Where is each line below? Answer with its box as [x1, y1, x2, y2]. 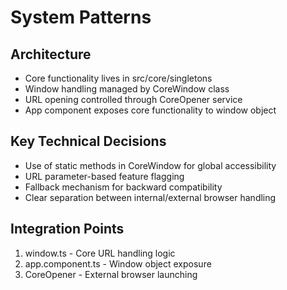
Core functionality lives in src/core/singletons [24, 72, 213, 84]
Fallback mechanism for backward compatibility [24, 181, 223, 193]
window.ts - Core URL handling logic [24, 247, 176, 259]
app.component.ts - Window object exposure [24, 257, 212, 270]
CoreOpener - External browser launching [24, 268, 198, 280]
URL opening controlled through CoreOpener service [24, 94, 243, 105]
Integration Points [10, 221, 125, 238]
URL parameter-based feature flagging [24, 170, 185, 182]
